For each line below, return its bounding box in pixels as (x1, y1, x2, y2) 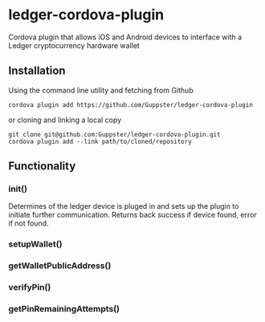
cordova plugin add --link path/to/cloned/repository (8, 137, 193, 145)
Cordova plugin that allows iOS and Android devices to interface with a (8, 32, 243, 42)
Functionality (8, 159, 76, 173)
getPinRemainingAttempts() (8, 304, 120, 315)
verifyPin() (8, 282, 51, 293)
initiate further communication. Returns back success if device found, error (8, 210, 257, 220)
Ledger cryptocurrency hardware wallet (8, 40, 141, 50)
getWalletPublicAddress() (8, 260, 112, 271)
